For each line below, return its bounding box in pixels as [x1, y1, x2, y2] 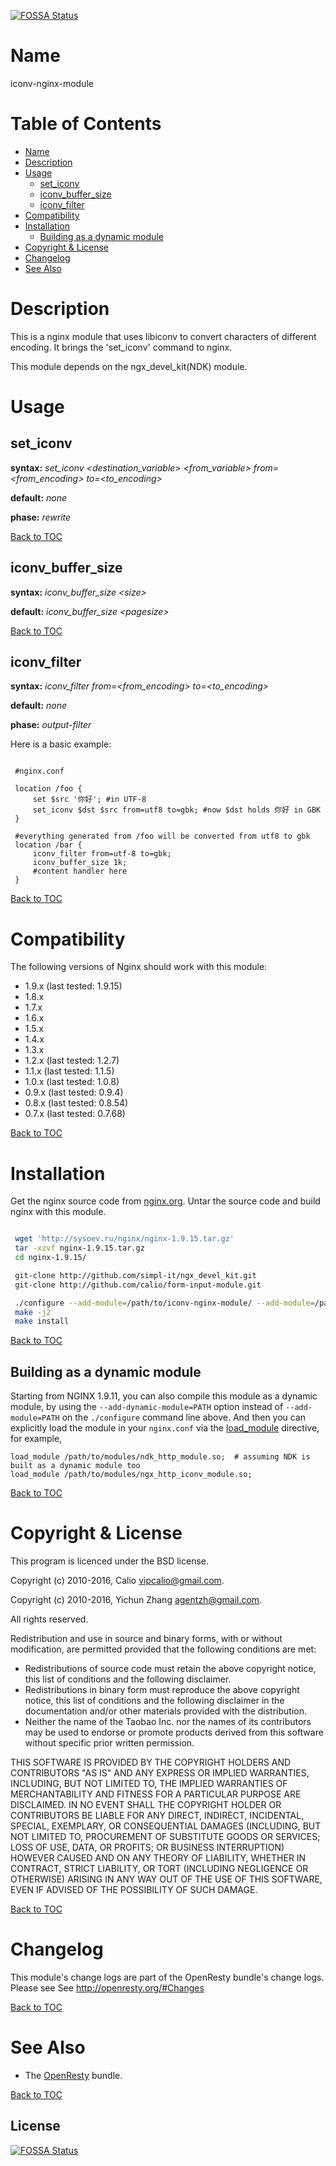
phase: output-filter [10, 719, 92, 731]
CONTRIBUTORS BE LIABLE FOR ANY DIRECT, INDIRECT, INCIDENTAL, [10, 1810, 305, 1822]
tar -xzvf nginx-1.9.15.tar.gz [14, 1243, 145, 1254]
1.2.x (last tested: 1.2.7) [24, 1055, 120, 1067]
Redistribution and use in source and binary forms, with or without [10, 1633, 283, 1645]
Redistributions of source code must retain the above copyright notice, [24, 1663, 317, 1675]
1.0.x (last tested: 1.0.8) [24, 1076, 120, 1088]
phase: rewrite [10, 511, 72, 523]
